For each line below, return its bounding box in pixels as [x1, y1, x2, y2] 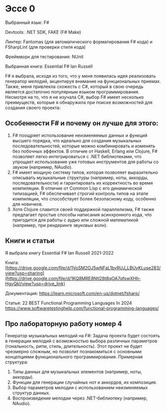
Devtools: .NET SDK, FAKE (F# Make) [5, 29, 82, 35]
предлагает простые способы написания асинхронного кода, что [12, 211, 152, 217]
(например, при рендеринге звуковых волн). [12, 222, 108, 228]
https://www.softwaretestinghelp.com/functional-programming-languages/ [5, 305, 159, 311]
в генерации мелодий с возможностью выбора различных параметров [5, 338, 158, 344]
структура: [5, 359, 28, 365]
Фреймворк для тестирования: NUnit [5, 53, 83, 60]
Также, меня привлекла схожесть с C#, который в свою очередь [5, 83, 144, 90]
